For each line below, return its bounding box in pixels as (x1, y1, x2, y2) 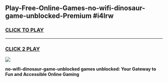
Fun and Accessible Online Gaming (5, 71, 79, 77)
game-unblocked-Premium (5, 12, 91, 20)
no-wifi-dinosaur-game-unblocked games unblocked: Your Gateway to (5, 66, 156, 72)
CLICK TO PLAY (5, 27, 44, 34)
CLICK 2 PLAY (5, 45, 40, 52)
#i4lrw (92, 12, 114, 20)
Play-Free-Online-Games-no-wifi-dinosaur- (5, 4, 145, 12)
